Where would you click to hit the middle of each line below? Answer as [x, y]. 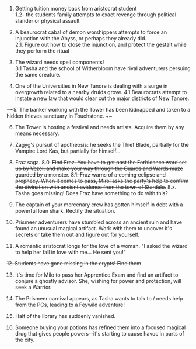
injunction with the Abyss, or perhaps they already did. [81, 38]
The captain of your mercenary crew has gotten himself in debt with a [99, 205]
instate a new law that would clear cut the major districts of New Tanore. [102, 98]
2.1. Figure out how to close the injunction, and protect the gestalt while [101, 44]
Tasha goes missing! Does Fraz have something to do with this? [91, 193]
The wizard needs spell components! [60, 62]
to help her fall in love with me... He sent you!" [70, 252]
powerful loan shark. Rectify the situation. [65, 211]
